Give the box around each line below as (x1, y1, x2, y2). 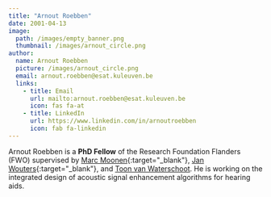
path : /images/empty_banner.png (15, 34, 125, 43)
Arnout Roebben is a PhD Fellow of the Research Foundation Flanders (8, 146, 241, 156)
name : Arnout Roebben (15, 57, 89, 65)
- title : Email (23, 86, 74, 95)
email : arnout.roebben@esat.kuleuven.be (15, 72, 153, 80)
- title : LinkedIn (23, 110, 85, 118)
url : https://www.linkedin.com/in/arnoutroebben (29, 117, 197, 125)
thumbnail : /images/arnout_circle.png (15, 42, 147, 50)
